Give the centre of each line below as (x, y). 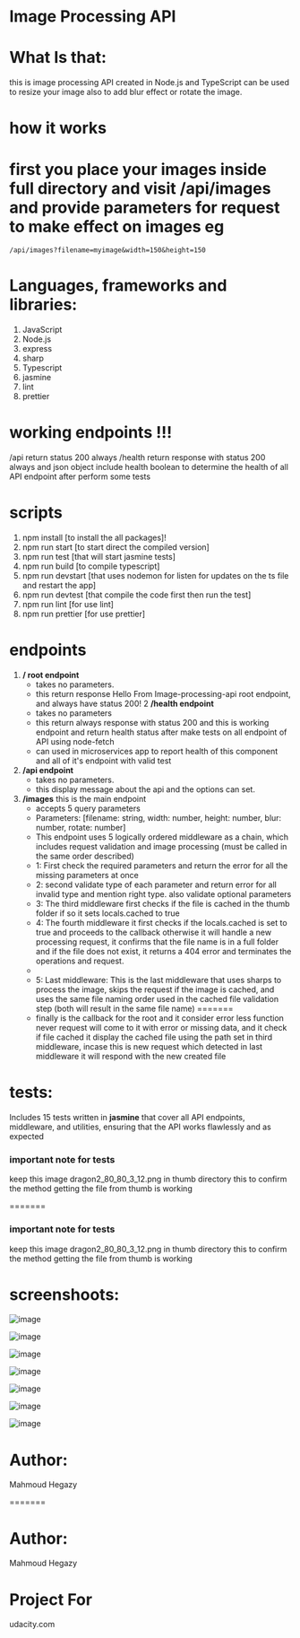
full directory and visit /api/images (140, 188)
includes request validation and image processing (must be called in (161, 846)
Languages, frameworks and (118, 286)
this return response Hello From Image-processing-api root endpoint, (163, 694)
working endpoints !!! (91, 433)
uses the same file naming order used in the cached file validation (157, 999)
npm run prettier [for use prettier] (84, 614)
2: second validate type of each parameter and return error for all (156, 884)
